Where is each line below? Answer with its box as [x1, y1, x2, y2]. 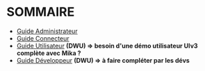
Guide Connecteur [16, 34, 70, 42]
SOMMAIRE [6, 4, 75, 20]
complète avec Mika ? [16, 49, 81, 57]
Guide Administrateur [16, 27, 78, 35]
